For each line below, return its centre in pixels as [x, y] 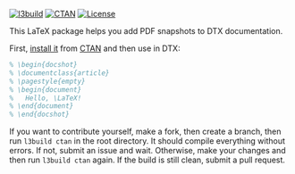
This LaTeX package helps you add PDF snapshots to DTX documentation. [146, 31]
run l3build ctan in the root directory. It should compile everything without [147, 141]
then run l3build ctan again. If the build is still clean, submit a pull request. [147, 160]
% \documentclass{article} [59, 73]
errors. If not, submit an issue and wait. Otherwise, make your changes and [147, 151]
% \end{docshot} [39, 115]
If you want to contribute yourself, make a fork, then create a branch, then [145, 132]
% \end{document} [42, 106]
